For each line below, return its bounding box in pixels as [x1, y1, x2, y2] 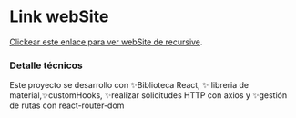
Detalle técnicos [9, 59, 84, 72]
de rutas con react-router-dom [9, 100, 125, 111]
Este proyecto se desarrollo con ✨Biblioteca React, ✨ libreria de [9, 80, 249, 91]
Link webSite [9, 6, 109, 27]
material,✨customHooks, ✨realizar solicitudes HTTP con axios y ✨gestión [9, 90, 288, 101]
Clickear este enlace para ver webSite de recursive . [9, 36, 203, 47]
